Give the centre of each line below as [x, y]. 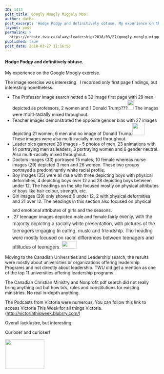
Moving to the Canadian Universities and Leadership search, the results [77, 257]
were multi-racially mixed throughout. [50, 114]
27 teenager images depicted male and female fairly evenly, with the [83, 216]
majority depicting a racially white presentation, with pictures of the [83, 223]
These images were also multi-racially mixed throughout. [69, 138]
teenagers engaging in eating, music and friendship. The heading [82, 230]
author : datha [20, 19]
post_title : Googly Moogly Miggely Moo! [47, 14]
